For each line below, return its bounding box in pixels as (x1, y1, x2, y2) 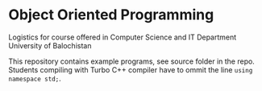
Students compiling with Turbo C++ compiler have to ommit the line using (8, 64, 253, 74)
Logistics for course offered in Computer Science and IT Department (8, 32, 237, 42)
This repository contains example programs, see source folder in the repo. (8, 56, 256, 66)
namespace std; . (8, 73, 62, 83)
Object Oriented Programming (8, 6, 214, 24)
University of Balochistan (8, 40, 92, 50)
